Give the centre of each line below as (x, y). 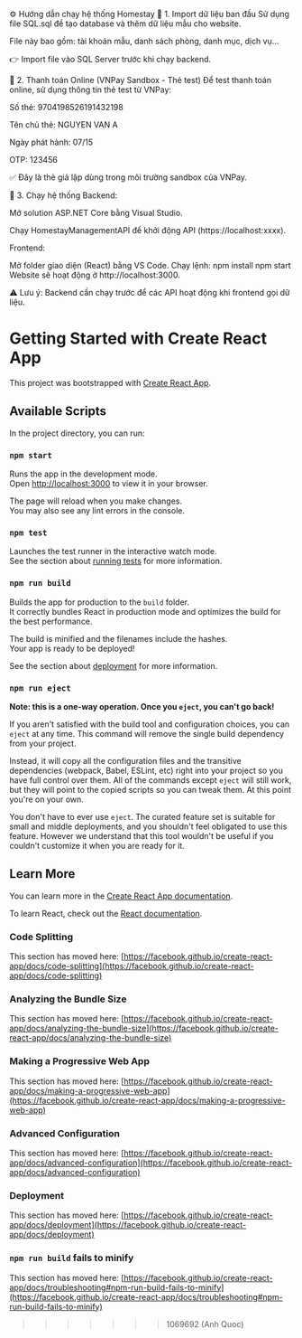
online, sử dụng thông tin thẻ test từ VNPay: (91, 90)
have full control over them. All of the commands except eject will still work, (151, 780)
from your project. (43, 743)
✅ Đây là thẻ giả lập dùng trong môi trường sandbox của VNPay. (128, 177)
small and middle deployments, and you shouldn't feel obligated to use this (148, 826)
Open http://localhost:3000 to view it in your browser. (109, 484)
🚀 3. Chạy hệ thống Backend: (64, 195)
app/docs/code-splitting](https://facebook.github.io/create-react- (132, 966)
